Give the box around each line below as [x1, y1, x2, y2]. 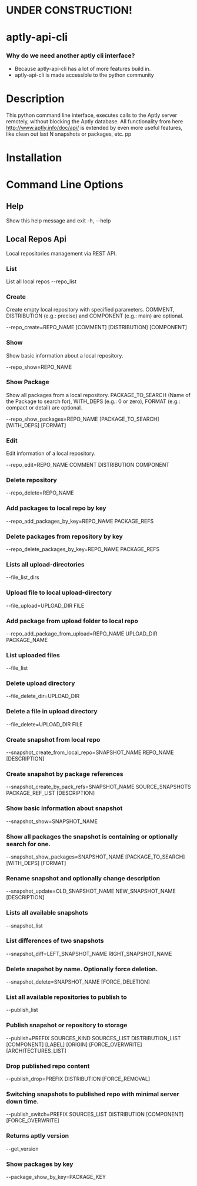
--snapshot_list [6, 922, 43, 929]
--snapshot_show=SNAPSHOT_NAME [6, 818, 98, 825]
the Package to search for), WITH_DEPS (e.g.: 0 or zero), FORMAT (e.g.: [6, 398, 181, 405]
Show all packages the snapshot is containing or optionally [6, 833, 178, 841]
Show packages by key [6, 1160, 74, 1168]
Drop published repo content [6, 1061, 90, 1070]
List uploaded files [6, 651, 60, 659]
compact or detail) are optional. [6, 404, 82, 411]
